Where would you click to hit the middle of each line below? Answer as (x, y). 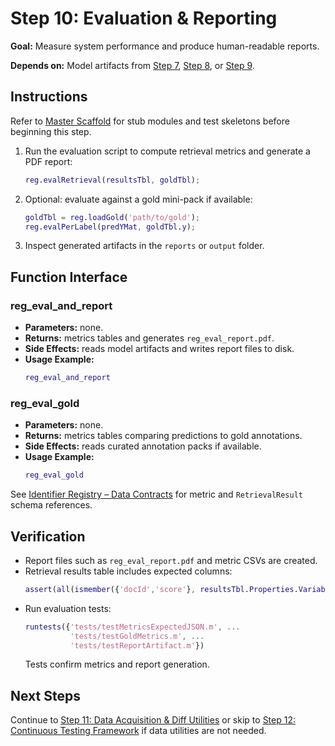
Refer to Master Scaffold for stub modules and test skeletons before (150, 121)
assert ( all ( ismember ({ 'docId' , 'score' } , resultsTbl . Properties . (161, 589)
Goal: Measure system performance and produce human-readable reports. (165, 46)
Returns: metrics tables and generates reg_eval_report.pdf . (149, 338)
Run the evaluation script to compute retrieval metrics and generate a (167, 151)
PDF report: (48, 161)
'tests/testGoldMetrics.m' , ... (137, 636)
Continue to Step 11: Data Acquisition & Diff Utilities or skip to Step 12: (153, 720)
